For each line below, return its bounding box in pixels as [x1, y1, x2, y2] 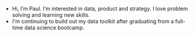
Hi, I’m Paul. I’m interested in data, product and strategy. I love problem [11, 5, 188, 12]
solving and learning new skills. [11, 11, 90, 18]
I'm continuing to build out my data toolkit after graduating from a [11, 18, 174, 24]
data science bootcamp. [24, 24, 84, 31]
